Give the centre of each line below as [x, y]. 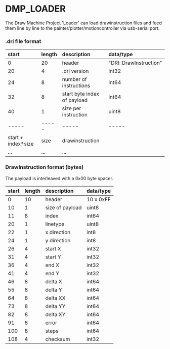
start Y [53, 257]
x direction [58, 232]
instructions [76, 85]
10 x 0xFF [99, 199]
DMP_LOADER [35, 9]
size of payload [63, 207]
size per [72, 108]
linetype [55, 224]
